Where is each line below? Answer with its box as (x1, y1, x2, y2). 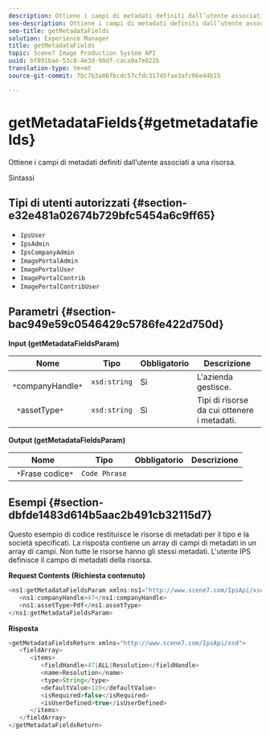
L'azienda (196, 371, 234, 383)
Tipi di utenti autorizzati (8, 196, 130, 209)
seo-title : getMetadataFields (8, 27, 110, 35)
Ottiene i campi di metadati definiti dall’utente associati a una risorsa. (8, 157, 236, 167)
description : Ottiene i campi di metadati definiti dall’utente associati (8, 11, 264, 20)
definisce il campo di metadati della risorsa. (8, 555, 153, 565)
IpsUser (19, 231, 46, 240)
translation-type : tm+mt (8, 64, 92, 72)
